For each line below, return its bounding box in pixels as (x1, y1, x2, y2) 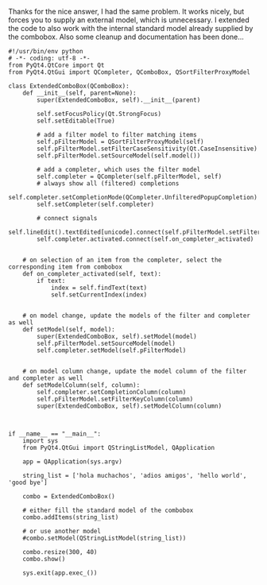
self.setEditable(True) (37, 117, 115, 125)
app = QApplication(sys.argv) (22, 458, 123, 466)
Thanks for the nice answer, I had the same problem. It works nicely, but (8, 7, 245, 16)
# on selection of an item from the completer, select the (22, 256, 222, 264)
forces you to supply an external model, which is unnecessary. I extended (8, 15, 250, 25)
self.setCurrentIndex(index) (50, 291, 148, 299)
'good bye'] (8, 478, 48, 486)
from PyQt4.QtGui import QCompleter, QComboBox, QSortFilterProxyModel (8, 68, 250, 76)
